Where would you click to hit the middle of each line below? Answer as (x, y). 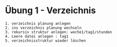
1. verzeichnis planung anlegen (38, 23)
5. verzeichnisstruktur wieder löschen (46, 41)
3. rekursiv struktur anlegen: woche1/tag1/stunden (58, 32)
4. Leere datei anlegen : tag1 (37, 36)
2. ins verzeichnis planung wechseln (43, 28)
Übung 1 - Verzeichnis (50, 11)
